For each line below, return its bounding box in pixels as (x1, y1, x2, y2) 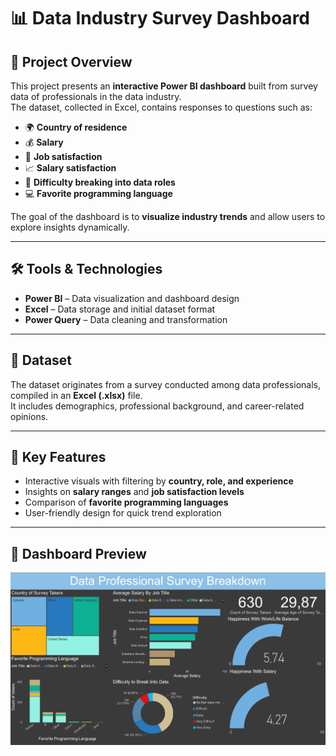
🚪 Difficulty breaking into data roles (24, 176, 176, 188)
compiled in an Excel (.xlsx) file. (10, 389, 143, 401)
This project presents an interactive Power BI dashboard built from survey (10, 80, 318, 92)
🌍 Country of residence (24, 121, 128, 133)
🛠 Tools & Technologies (10, 261, 163, 278)
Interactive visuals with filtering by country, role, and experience (24, 475, 294, 487)
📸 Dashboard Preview (10, 545, 147, 562)
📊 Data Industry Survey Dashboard (10, 7, 310, 30)
